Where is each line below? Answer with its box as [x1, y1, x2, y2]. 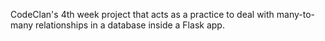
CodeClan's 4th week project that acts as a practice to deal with [10, 9, 275, 20]
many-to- [276, 9, 316, 20]
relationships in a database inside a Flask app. [34, 19, 225, 31]
